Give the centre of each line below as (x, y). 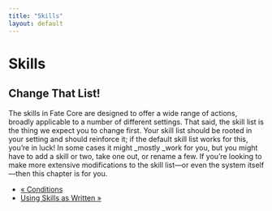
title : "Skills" (36, 16)
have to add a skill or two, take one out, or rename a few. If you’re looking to (135, 156)
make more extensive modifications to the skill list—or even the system (127, 165)
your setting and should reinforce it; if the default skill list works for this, (128, 139)
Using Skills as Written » (60, 198)
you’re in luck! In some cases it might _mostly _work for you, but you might (133, 148)
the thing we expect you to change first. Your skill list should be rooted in (130, 130)
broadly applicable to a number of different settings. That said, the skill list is (136, 122)
